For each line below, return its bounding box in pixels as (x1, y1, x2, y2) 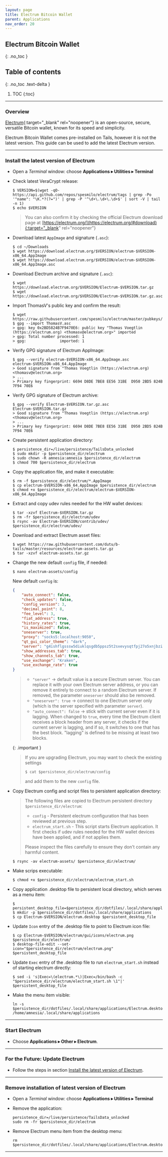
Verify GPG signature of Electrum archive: (12, 392, 99, 398)
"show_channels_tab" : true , (21, 653, 80, 658)
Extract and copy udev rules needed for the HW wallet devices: (12, 501, 143, 507)
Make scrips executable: (12, 868, 63, 874)
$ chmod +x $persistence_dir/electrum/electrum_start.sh (12, 877, 134, 883)
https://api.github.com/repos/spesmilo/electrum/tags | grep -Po (12, 192, 151, 197)
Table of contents (5, 68, 61, 76)
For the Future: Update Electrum (5, 1056, 85, 1063)
